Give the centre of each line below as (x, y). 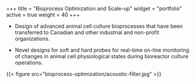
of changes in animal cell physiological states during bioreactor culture (101, 56)
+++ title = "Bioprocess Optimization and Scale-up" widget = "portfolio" (94, 9)
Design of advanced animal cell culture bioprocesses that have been (99, 26)
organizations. (32, 39)
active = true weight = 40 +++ (43, 15)
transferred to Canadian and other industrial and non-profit (87, 32)
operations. (29, 62)
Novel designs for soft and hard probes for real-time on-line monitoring (102, 50)
